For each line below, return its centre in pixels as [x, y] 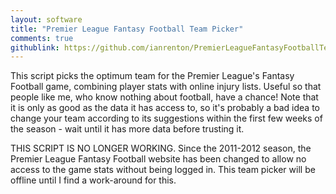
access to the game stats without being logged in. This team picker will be [163, 170]
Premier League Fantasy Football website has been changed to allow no [158, 159]
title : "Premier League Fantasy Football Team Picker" [127, 29]
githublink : [35, 47]
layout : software [46, 19]
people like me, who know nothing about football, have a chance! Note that [164, 97]
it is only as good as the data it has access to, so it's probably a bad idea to [165, 108]
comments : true [42, 38]
